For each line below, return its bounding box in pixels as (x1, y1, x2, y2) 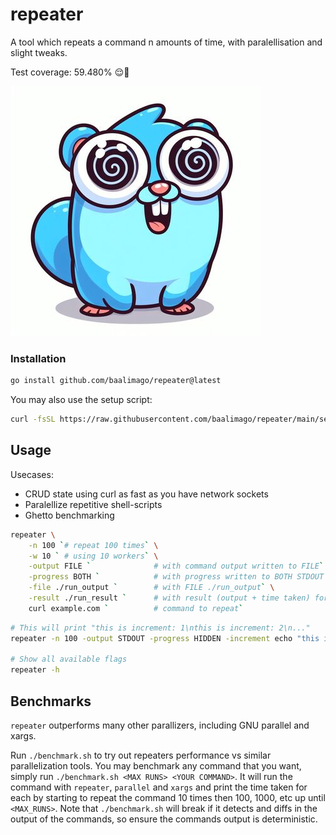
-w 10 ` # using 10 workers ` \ (28, 551, 159, 561)
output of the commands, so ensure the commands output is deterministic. (10, 813, 318, 825)
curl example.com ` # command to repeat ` (28, 603, 244, 613)
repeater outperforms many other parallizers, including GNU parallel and (10, 719, 310, 731)
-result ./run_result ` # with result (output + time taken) (28, 593, 311, 603)
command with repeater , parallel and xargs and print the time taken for (10, 781, 308, 793)
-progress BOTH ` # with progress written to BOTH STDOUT (28, 572, 325, 582)
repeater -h (10, 665, 60, 675)
